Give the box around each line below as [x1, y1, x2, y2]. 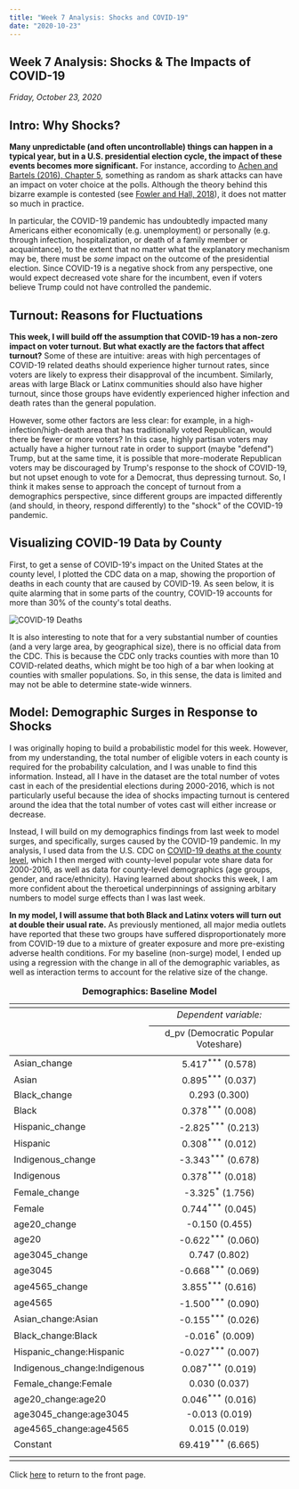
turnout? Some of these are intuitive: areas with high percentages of [9, 350, 261, 361]
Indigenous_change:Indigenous [13, 1361, 145, 1374]
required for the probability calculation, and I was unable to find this [9, 761, 258, 772]
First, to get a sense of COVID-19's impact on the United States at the [9, 559, 264, 570]
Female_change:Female [13, 1378, 113, 1390]
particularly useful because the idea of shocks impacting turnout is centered [9, 790, 290, 801]
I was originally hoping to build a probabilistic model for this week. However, [9, 742, 288, 753]
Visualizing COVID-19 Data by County [9, 536, 222, 551]
